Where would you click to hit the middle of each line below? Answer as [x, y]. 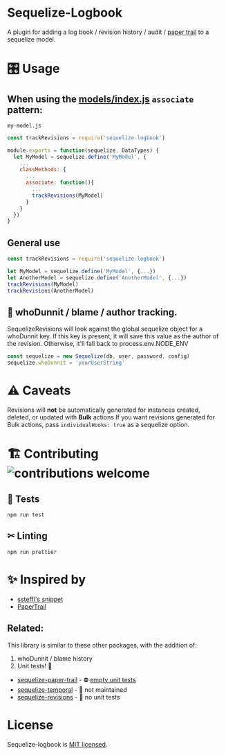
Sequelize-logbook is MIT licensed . [57, 744]
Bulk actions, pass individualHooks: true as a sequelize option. [98, 425]
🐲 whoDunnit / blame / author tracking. [92, 312]
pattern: [25, 110]
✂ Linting [27, 536]
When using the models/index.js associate [101, 99]
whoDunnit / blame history [55, 658]
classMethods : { [43, 170]
